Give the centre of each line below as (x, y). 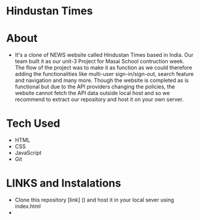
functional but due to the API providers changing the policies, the (95, 87)
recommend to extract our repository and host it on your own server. (99, 99)
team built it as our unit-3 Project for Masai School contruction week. (99, 62)
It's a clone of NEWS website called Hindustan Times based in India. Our (104, 55)
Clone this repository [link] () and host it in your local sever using (94, 200)
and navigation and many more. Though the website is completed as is (102, 80)
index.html (28, 206)
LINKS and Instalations (64, 183)
